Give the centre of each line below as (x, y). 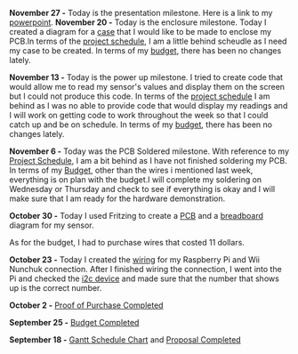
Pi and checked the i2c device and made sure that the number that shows (145, 278)
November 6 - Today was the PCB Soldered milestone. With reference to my (149, 151)
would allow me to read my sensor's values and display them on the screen (147, 87)
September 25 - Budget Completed (74, 322)
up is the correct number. (56, 288)
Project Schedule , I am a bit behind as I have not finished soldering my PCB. (148, 161)
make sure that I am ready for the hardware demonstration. (117, 198)
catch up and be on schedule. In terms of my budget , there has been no (141, 125)
